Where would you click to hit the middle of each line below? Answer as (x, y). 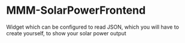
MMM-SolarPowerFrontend (76, 10)
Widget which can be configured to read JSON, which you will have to (93, 27)
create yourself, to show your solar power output (66, 33)
